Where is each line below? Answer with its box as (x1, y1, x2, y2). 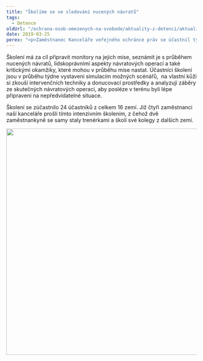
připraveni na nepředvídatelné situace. (6, 92, 102, 99)
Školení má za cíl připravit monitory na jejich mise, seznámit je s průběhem (6, 54, 192, 60)
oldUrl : (6, 25, 26, 32)
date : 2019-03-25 (6, 31, 50, 37)
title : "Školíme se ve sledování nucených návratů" (6, 8, 139, 15)
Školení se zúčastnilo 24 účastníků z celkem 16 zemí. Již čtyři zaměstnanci (6, 104, 193, 110)
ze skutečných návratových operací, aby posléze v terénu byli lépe (6, 86, 172, 92)
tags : (6, 14, 20, 21)
